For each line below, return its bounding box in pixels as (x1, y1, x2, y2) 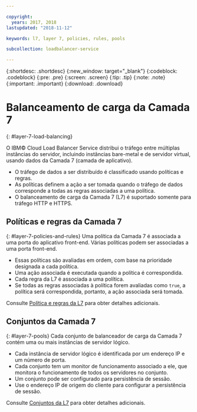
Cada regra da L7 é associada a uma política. (14, 275, 124, 283)
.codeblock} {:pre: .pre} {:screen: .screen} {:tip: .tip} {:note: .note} (6, 74, 166, 81)
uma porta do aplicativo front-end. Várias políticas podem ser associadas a (6, 239, 189, 246)
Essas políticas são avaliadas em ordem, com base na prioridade (14, 257, 172, 264)
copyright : (6, 14, 33, 20)
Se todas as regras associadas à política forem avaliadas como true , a (14, 281, 186, 288)
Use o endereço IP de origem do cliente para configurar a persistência (14, 381, 186, 388)
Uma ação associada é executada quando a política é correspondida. (14, 269, 183, 276)
